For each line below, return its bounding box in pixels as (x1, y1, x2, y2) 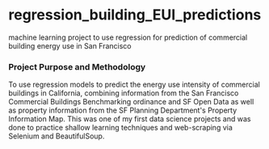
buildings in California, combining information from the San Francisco (8, 88, 239, 98)
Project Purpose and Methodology (8, 61, 146, 72)
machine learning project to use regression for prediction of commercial (8, 32, 248, 42)
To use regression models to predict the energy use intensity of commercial (8, 79, 260, 90)
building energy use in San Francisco (8, 40, 132, 50)
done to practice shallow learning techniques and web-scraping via (8, 123, 233, 133)
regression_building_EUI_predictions (8, 6, 262, 24)
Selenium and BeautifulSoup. (8, 131, 105, 141)
